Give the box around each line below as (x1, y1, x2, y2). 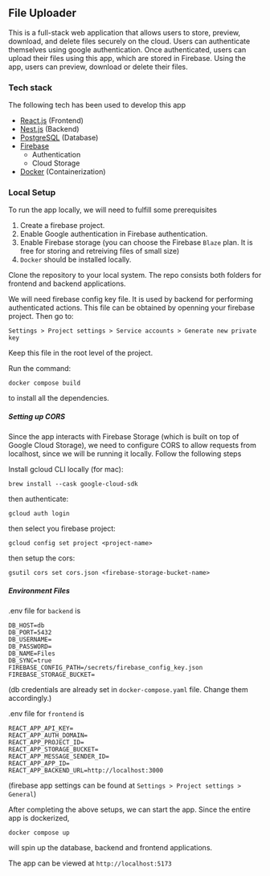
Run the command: (8, 364, 72, 373)
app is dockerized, (8, 813, 70, 823)
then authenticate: (8, 494, 69, 504)
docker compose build (8, 379, 81, 388)
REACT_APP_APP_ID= (8, 760, 70, 768)
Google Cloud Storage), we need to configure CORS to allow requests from (8, 441, 257, 450)
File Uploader (8, 6, 77, 20)
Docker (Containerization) (19, 167, 106, 177)
